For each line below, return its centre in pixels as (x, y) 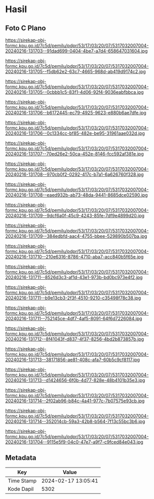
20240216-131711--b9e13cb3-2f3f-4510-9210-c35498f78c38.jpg (73, 298)
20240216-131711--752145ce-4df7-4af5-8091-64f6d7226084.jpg (74, 318)
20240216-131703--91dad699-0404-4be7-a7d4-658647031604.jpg (76, 51)
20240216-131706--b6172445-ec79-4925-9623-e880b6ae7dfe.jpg (76, 113)
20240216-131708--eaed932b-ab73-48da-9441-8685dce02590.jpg (76, 195)
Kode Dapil (21, 489)
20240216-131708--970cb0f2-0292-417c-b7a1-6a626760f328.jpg (74, 174)
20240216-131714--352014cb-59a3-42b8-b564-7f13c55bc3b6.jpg (75, 421)
